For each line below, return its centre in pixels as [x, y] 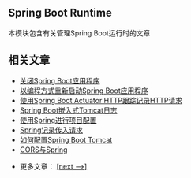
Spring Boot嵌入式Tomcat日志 [68, 110]
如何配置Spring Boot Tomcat [66, 139]
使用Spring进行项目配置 [58, 120]
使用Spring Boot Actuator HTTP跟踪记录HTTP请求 [101, 100]
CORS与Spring [43, 150]
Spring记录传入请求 [51, 130]
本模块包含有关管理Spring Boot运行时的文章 [79, 33]
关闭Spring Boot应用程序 [60, 80]
